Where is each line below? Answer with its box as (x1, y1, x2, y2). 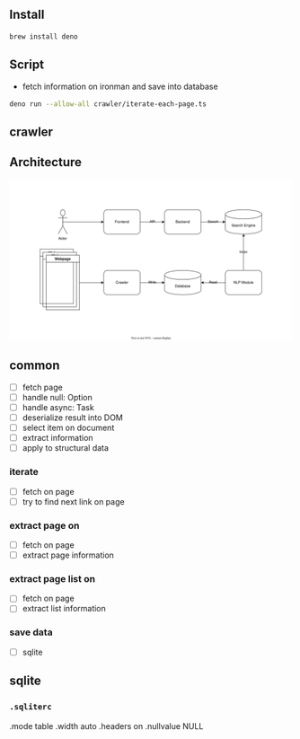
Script (9, 57, 45, 73)
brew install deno (9, 31, 78, 41)
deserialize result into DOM (22, 412, 124, 423)
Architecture (9, 154, 83, 170)
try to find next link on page (22, 496, 125, 506)
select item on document (22, 422, 115, 434)
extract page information (22, 550, 115, 560)
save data (9, 626, 53, 638)
